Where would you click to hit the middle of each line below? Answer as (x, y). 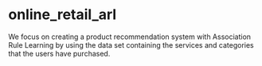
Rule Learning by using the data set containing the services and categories (131, 45)
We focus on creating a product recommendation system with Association (130, 37)
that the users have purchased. (59, 53)
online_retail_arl (63, 15)
